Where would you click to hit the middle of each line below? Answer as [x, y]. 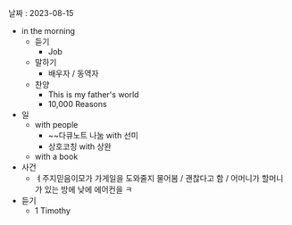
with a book [56, 156]
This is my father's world [93, 95]
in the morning [48, 31]
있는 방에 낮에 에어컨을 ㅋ [88, 189]
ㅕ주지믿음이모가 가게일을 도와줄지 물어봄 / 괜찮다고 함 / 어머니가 [147, 178]
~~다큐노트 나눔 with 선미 [93, 135]
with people [56, 125]
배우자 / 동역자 [73, 73]
